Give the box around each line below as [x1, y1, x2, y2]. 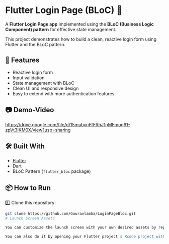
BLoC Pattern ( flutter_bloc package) [12, 168, 91, 174]
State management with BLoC [12, 80, 74, 86]
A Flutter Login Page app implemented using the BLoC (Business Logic [5, 21, 154, 27]
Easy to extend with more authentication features [12, 90, 115, 97]
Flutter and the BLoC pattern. [5, 41, 66, 47]
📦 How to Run [5, 183, 51, 192]
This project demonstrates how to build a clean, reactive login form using [5, 36, 157, 42]
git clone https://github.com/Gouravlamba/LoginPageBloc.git [5, 211, 136, 216]
